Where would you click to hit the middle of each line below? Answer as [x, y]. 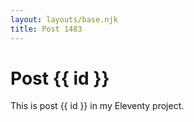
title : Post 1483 [46, 29]
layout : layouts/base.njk [64, 19]
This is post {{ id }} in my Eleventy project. [97, 106]
